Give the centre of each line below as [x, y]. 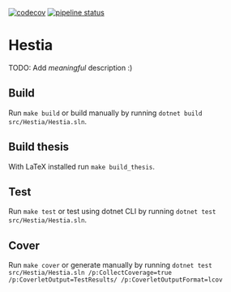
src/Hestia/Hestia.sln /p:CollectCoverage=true [90, 273]
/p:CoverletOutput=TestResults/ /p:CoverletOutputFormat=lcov [115, 280]
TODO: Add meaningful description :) [71, 67]
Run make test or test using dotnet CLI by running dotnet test [112, 212]
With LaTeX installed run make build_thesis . [82, 166]
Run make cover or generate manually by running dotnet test [110, 265]
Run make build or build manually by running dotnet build [105, 113]
